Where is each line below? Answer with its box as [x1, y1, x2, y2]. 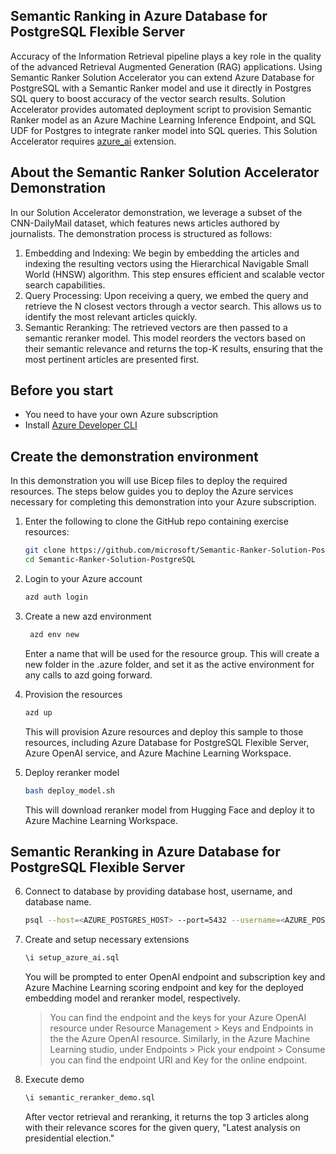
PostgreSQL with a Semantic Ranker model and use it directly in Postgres [10, 82, 312, 94]
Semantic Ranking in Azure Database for [10, 8, 268, 25]
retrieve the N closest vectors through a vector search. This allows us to [24, 300, 322, 312]
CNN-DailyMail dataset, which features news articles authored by [10, 217, 280, 229]
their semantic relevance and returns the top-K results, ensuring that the [24, 342, 323, 354]
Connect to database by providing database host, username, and [24, 885, 293, 898]
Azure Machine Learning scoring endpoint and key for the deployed [24, 982, 304, 994]
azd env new [29, 629, 80, 639]
